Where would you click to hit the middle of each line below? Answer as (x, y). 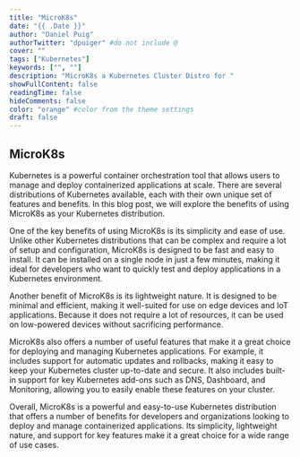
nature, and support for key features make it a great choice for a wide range (149, 435)
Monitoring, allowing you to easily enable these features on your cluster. (142, 389)
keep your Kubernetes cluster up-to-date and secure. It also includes (137, 370)
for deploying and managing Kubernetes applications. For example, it (137, 351)
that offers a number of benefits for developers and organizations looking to (149, 416)
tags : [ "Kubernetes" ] (50, 59)
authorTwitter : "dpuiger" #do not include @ (94, 43)
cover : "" (28, 51)
